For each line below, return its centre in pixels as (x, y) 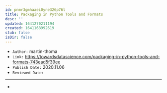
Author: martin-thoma (35, 51)
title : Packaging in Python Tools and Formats (54, 14)
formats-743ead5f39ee (36, 62)
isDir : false (19, 38)
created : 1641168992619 (30, 28)
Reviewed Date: (28, 73)
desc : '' (14, 19)
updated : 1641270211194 (30, 23)
